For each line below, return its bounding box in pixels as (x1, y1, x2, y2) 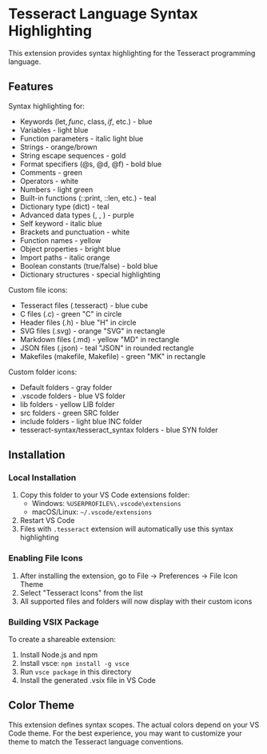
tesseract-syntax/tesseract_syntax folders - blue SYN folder (19, 425, 218, 434)
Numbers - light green (19, 185, 94, 194)
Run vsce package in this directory (19, 667, 132, 676)
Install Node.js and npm (19, 650, 98, 660)
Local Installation (8, 473, 77, 484)
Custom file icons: (8, 285, 68, 294)
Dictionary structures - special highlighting (19, 269, 161, 279)
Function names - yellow (19, 235, 102, 245)
